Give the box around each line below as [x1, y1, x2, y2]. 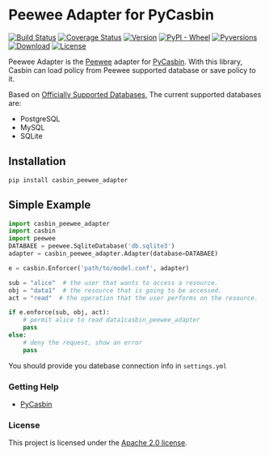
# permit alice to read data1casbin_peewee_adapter [23, 316, 200, 325]
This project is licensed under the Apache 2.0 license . [8, 438, 187, 448]
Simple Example [8, 198, 91, 212]
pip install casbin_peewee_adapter [8, 176, 128, 184]
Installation [8, 155, 66, 168]
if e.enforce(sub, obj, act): [8, 308, 111, 317]
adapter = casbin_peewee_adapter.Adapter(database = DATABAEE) [8, 249, 219, 258]
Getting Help [8, 381, 59, 392]
